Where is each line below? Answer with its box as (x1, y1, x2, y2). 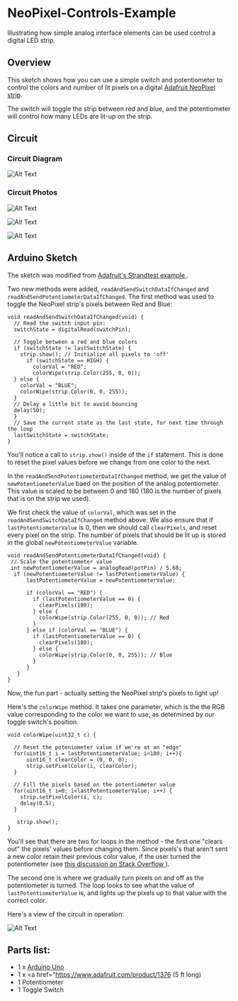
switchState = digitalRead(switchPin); (13, 325, 132, 333)
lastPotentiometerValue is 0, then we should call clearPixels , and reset (7, 523, 217, 531)
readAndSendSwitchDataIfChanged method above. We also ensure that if (7, 515, 214, 524)
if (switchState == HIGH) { (25, 357, 110, 364)
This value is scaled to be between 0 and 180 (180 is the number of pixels (7, 487, 222, 495)
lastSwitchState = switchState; (13, 431, 110, 438)
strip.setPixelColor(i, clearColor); (25, 762, 138, 769)
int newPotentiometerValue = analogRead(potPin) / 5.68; (10, 564, 182, 571)
